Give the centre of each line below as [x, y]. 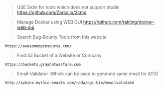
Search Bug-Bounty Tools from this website [62, 37]
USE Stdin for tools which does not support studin [68, 7]
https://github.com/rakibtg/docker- [119, 22]
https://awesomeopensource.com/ [38, 46]
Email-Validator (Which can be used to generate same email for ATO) [87, 74]
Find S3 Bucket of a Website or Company [59, 55]
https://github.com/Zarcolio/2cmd [52, 12]
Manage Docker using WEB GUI [50, 22]
